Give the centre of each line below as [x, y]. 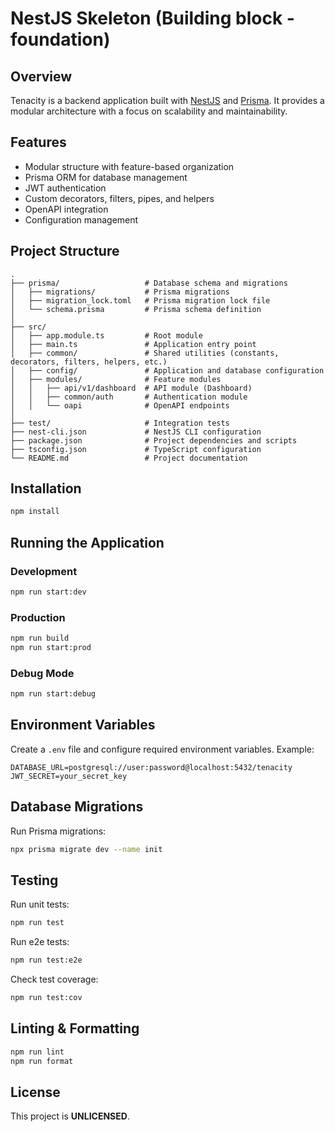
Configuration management [81, 219]
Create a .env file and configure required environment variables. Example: [162, 749]
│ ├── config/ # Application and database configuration [167, 370]
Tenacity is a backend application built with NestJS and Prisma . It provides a [167, 100]
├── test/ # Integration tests [120, 423]
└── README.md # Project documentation [129, 458]
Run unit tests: [40, 904]
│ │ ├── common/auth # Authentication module [129, 397]
